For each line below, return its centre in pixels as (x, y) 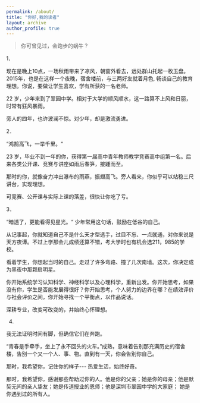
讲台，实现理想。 (27, 184)
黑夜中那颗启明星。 (35, 270)
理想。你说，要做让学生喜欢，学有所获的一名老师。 (69, 86)
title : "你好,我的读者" (33, 17)
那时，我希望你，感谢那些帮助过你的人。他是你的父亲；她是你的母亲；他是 (97, 379)
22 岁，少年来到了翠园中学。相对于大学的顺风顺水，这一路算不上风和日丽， (99, 99)
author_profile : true (33, 28)
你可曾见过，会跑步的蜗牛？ (55, 46)
